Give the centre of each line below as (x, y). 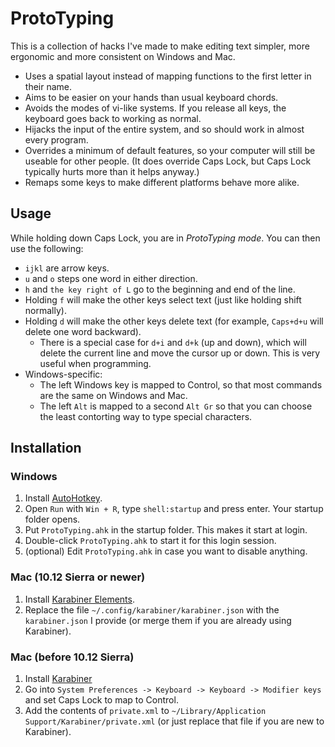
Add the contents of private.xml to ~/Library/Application (145, 711)
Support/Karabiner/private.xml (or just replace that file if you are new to (174, 721)
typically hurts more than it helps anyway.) (112, 171)
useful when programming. (95, 363)
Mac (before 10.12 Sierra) (72, 657)
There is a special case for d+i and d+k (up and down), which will (173, 342)
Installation (46, 448)
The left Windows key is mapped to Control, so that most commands (181, 384)
